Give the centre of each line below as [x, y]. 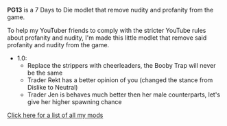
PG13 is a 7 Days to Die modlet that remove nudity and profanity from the [110, 10]
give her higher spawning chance [74, 102]
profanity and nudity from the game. [58, 45]
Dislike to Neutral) [52, 87]
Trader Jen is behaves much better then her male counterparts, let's [124, 94]
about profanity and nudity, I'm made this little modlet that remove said [107, 38]
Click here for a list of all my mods [55, 115]
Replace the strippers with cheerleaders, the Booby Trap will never [121, 65]
